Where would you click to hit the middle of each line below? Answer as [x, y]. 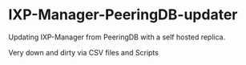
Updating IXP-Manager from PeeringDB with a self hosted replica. [117, 37]
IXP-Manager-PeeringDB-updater [123, 15]
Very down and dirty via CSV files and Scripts [83, 52]
